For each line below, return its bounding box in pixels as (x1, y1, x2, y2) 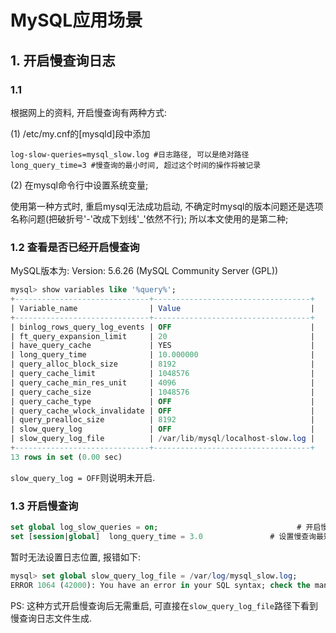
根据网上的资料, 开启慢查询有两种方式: (10, 106, 168, 118)
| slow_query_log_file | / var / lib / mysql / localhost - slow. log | (10, 434, 315, 444)
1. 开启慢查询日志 (10, 52, 116, 69)
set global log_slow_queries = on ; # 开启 (10, 522, 322, 533)
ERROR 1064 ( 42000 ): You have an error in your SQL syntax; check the (10, 580, 311, 590)
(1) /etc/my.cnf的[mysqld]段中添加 (10, 127, 151, 140)
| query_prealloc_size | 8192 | (10, 415, 315, 425)
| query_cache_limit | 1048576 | (10, 369, 315, 379)
